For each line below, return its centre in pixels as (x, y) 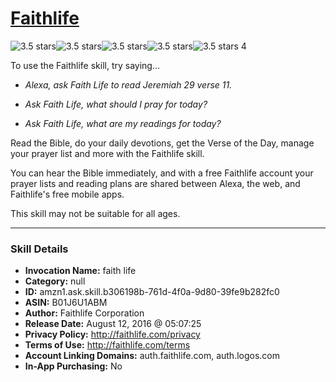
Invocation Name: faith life (80, 271)
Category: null (55, 281)
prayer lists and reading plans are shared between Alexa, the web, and (155, 183)
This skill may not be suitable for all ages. (95, 213)
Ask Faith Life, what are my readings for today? (123, 123)
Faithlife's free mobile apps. (67, 194)
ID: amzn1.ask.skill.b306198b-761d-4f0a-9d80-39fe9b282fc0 (152, 292)
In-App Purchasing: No (73, 366)
